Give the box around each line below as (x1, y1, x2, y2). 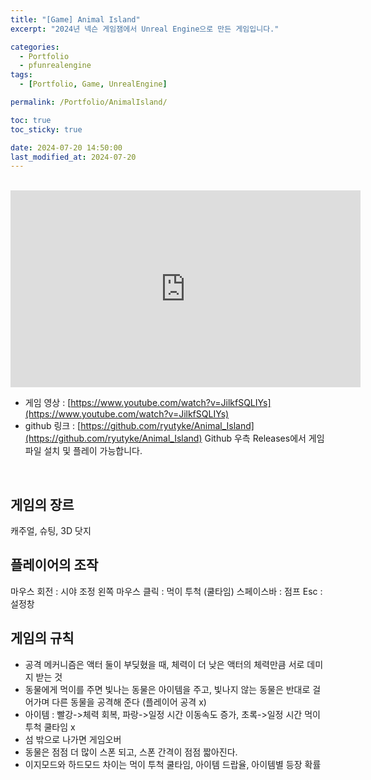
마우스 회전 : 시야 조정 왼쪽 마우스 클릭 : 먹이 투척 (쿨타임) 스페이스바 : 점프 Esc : (10, 585, 323, 597)
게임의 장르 (10, 496, 75, 513)
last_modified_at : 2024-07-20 (10, 152, 137, 162)
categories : (10, 42, 60, 52)
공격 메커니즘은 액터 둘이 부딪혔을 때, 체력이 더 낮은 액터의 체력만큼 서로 (24, 658, 305, 670)
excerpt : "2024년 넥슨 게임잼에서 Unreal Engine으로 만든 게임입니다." (10, 24, 280, 34)
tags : (10, 70, 33, 80)
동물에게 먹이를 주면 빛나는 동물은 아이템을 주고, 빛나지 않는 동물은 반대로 (24, 683, 311, 695)
